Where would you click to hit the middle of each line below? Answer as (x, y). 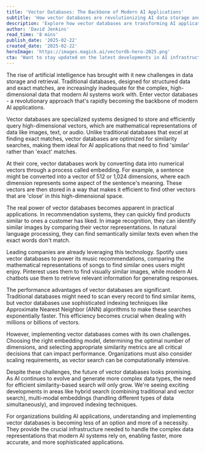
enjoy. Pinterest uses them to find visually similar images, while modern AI (99, 271)
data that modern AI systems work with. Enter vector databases (118, 94)
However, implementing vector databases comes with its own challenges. (99, 334)
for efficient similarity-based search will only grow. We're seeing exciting (98, 385)
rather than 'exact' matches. (42, 151)
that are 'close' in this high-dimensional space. (65, 195)
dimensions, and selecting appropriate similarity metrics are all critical (94, 347)
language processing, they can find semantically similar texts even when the (102, 233)
